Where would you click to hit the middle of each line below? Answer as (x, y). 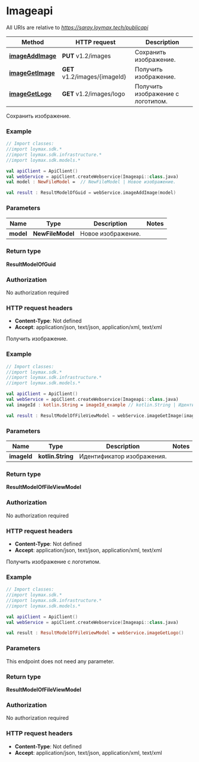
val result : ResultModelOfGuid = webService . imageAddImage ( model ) (91, 193)
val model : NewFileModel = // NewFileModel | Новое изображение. (91, 182)
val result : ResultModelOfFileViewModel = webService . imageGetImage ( (95, 416)
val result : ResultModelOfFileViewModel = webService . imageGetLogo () (95, 633)
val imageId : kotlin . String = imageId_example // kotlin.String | (91, 405)
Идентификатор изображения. (123, 456)
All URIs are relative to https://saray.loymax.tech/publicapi (77, 27)
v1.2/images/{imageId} (94, 77)
